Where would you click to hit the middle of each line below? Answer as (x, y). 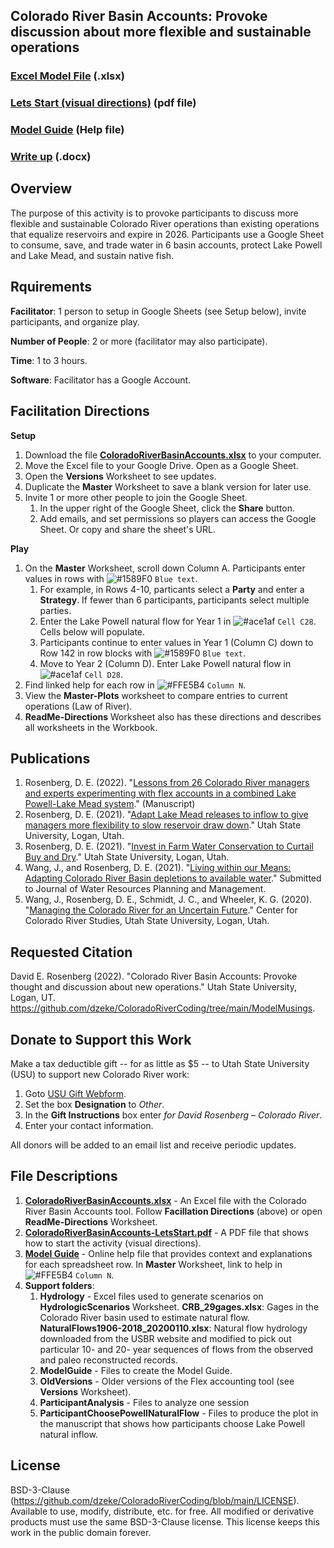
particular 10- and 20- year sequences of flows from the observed (176, 1349)
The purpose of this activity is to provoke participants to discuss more (154, 213)
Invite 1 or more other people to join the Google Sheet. (136, 497)
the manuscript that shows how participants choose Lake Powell (172, 1423)
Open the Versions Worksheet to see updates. (120, 476)
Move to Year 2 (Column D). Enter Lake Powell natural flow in (165, 663)
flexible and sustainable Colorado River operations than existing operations (165, 223)
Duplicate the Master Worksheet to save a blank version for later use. (168, 486)
